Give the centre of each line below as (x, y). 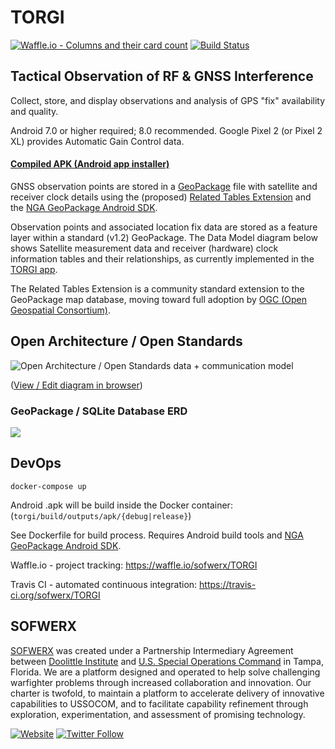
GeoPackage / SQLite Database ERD (99, 411)
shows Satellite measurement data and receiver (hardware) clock (144, 248)
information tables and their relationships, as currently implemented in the (162, 258)
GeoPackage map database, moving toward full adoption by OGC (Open (158, 299)
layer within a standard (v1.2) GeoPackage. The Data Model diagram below (164, 237)
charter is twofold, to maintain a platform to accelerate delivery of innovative (167, 693)
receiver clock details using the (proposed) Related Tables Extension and (161, 197)
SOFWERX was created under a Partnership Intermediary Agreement (152, 650)
